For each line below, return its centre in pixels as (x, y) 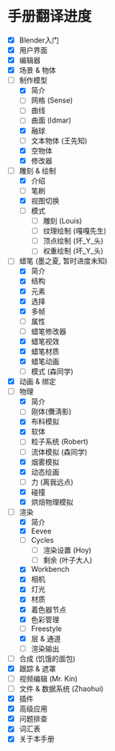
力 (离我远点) (52, 482)
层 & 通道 (46, 638)
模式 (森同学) (52, 371)
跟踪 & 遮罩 (38, 669)
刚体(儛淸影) (51, 412)
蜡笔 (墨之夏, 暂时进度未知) (63, 261)
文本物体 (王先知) (59, 140)
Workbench (50, 569)
